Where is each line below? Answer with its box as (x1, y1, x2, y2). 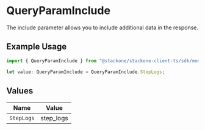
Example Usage (6, 42, 67, 52)
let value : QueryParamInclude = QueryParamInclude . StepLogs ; (6, 68, 165, 75)
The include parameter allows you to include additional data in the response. (6, 24, 198, 31)
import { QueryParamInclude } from (6, 57, 97, 64)
